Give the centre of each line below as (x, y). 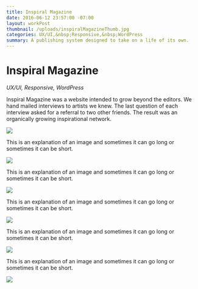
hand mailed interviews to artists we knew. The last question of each (92, 106)
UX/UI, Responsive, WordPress (45, 87)
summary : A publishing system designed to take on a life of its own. (98, 40)
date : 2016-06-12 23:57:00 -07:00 (50, 18)
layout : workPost (28, 23)
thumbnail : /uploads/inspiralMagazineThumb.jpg (68, 29)
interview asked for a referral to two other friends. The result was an (92, 112)
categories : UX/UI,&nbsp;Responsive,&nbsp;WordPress (75, 35)
